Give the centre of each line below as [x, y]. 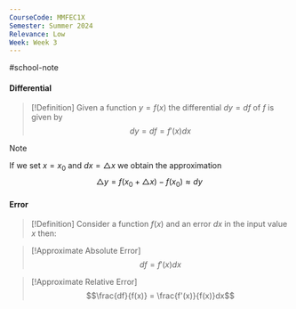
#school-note [34, 68]
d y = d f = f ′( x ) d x [160, 131]
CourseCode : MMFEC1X [48, 17]
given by [47, 118]
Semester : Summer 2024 [51, 26]
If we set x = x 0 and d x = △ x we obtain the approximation [116, 167]
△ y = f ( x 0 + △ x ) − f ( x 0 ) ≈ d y [149, 183]
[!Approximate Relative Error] [84, 282]
